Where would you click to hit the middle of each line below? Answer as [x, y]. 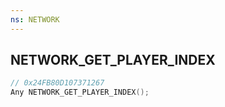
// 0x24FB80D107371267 [57, 83]
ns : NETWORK [35, 19]
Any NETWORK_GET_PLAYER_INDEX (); [80, 92]
